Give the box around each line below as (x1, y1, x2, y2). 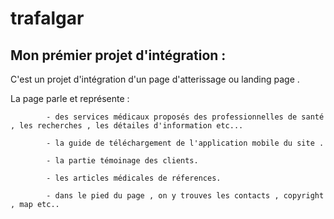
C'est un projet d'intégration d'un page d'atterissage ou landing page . (10, 73, 300, 85)
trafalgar (10, 7, 85, 30)
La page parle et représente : (10, 93, 130, 104)
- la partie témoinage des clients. (46, 156, 199, 166)
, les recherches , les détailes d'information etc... (10, 121, 244, 131)
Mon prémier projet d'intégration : (10, 47, 227, 64)
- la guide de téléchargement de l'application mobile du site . (46, 138, 325, 148)
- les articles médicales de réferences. (46, 173, 222, 183)
